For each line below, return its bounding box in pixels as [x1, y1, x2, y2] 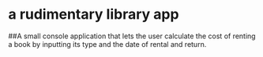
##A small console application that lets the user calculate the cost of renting [8, 31, 256, 41]
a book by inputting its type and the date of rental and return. [8, 39, 207, 48]
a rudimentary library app [8, 5, 179, 23]
